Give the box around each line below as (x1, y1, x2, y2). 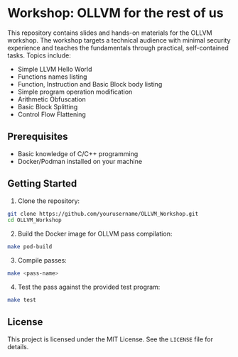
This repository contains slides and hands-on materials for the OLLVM (7, 28, 212, 37)
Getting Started (7, 177, 77, 190)
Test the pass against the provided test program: (17, 282, 161, 292)
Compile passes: (17, 256, 67, 265)
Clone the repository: (17, 197, 80, 205)
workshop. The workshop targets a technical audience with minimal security (7, 35, 231, 44)
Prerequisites (7, 131, 68, 143)
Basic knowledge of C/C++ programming (17, 149, 139, 158)
